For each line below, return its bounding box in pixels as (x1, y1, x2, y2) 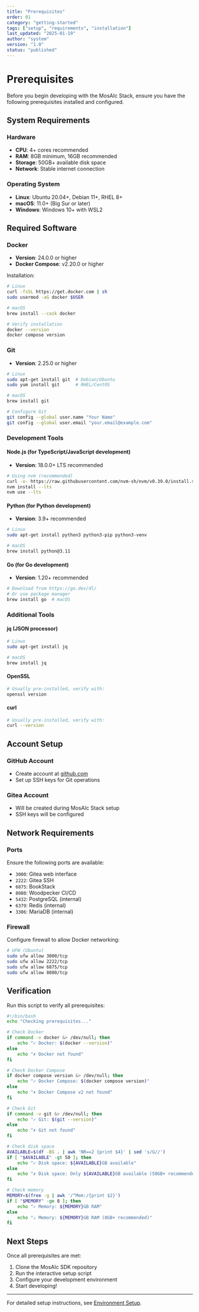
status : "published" (6, 47, 58, 53)
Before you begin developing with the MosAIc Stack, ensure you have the (6, 92, 185, 99)
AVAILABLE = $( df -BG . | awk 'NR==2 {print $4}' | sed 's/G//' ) (6, 1149, 166, 1155)
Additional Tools (6, 611, 55, 619)
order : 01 (6, 14, 31, 20)
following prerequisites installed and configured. (6, 98, 125, 105)
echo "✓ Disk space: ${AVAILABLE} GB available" (17, 1160, 136, 1166)
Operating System (6, 180, 60, 188)
